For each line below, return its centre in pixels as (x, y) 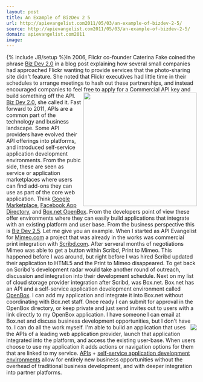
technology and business (38, 121)
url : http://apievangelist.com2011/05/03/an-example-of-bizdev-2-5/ (94, 23)
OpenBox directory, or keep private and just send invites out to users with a (100, 308)
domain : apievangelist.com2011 (46, 35)
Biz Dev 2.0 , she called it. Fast (44, 102)
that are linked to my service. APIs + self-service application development (98, 353)
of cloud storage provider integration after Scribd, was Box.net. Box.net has (100, 282)
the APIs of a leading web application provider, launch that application (93, 334)
